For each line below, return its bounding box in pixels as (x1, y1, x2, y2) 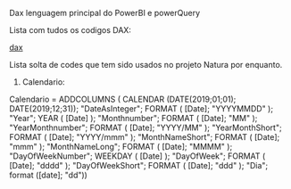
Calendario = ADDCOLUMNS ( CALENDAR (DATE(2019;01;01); (9, 94, 237, 104)
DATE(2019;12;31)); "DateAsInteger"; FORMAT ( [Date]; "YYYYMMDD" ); (9, 103, 274, 114)
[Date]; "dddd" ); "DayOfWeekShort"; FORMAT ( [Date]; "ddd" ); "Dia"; (9, 160, 269, 170)
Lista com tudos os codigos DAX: (9, 25, 132, 35)
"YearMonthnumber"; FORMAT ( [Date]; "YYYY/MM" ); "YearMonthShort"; (9, 122, 283, 133)
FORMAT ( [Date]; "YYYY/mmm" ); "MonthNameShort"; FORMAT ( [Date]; (9, 132, 280, 142)
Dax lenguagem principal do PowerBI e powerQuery (9, 8, 201, 18)
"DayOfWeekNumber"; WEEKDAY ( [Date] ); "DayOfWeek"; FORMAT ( (9, 151, 266, 161)
